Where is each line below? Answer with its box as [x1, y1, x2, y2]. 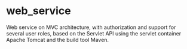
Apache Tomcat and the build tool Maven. [6, 36, 109, 43]
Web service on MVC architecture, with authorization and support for [6, 24, 176, 31]
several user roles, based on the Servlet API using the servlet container [6, 30, 182, 37]
